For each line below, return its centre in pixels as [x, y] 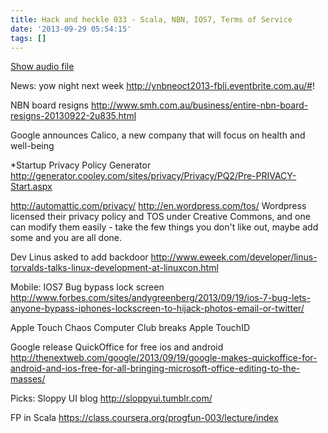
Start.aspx [31, 187]
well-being [32, 146]
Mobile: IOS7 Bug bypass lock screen [87, 287]
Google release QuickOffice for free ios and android [117, 347]
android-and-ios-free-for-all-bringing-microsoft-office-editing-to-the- [155, 368]
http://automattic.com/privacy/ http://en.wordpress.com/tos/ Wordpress [158, 206]
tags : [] [28, 38]
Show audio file [42, 67]
